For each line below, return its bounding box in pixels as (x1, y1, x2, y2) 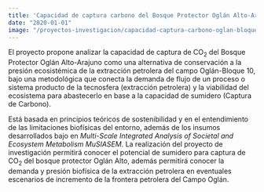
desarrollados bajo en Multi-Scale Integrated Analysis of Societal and (8, 131, 234, 141)
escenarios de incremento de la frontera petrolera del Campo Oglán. (8, 174, 229, 184)
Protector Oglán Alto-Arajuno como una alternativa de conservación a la (8, 58, 242, 67)
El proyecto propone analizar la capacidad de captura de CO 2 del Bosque (8, 48, 246, 59)
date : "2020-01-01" (8, 19, 72, 27)
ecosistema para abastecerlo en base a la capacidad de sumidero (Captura (8, 91, 252, 100)
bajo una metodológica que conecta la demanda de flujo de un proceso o (8, 74, 246, 84)
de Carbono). (8, 100, 51, 109)
